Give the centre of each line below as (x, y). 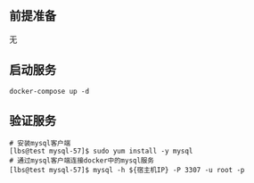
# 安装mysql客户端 (40, 144)
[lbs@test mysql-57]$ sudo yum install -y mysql (101, 151)
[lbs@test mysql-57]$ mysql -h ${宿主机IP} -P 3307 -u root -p (127, 171)
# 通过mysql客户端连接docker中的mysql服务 (82, 161)
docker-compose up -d (49, 91)
